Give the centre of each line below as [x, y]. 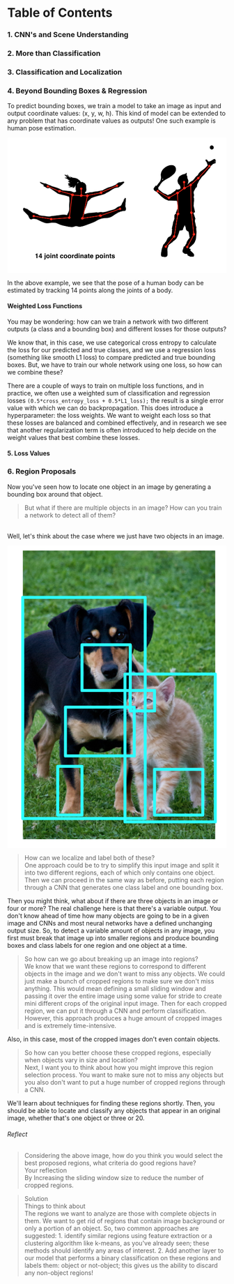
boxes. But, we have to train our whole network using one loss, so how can [115, 365]
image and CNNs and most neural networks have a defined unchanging [110, 923]
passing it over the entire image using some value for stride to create [123, 996]
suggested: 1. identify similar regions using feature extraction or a [118, 1236]
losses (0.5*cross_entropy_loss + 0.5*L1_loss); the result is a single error [116, 400]
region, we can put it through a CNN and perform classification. [115, 1011]
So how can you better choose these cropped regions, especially [118, 1053]
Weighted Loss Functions [45, 306]
